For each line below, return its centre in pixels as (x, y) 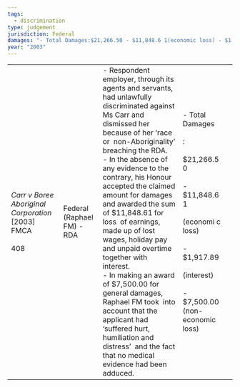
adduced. (118, 373)
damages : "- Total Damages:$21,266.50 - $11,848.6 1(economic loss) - (115, 41)
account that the (130, 311)
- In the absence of (135, 159)
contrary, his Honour (137, 177)
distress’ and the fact (139, 346)
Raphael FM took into (139, 302)
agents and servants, (138, 88)
